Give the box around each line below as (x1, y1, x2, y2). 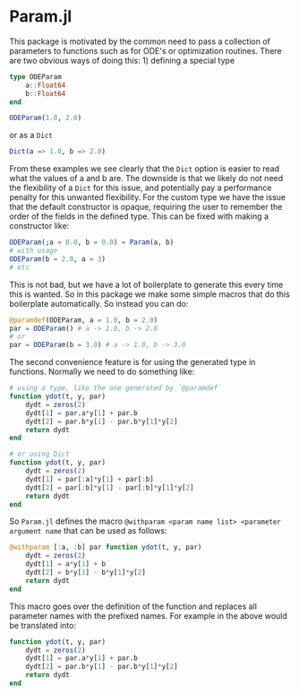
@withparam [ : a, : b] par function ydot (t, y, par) (9, 543, 202, 552)
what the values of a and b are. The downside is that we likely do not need (9, 173, 284, 184)
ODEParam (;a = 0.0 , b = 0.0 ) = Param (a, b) (9, 238, 175, 248)
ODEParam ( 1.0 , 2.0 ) (9, 114, 82, 123)
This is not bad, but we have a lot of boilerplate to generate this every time (9, 279, 284, 290)
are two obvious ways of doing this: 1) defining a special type (9, 55, 235, 65)
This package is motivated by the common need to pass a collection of (9, 36, 270, 47)
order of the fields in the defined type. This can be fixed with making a (9, 211, 269, 222)
